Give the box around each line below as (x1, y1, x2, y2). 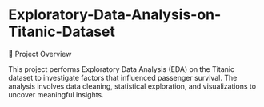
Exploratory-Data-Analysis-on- (8, 6, 222, 24)
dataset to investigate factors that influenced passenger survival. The (8, 73, 238, 82)
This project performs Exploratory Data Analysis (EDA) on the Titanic (8, 64, 234, 73)
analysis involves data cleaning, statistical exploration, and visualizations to (8, 81, 257, 91)
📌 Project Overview (8, 49, 72, 58)
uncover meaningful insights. (8, 89, 104, 99)
